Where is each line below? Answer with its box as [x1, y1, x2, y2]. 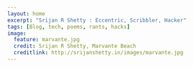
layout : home [7, 10, 46, 17]
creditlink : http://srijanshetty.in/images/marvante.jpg [13, 50, 184, 57]
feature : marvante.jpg [13, 36, 80, 43]
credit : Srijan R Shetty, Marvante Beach [13, 43, 137, 50]
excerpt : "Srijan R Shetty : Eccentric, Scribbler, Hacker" [7, 17, 187, 24]
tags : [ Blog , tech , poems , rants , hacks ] [7, 23, 131, 30]
